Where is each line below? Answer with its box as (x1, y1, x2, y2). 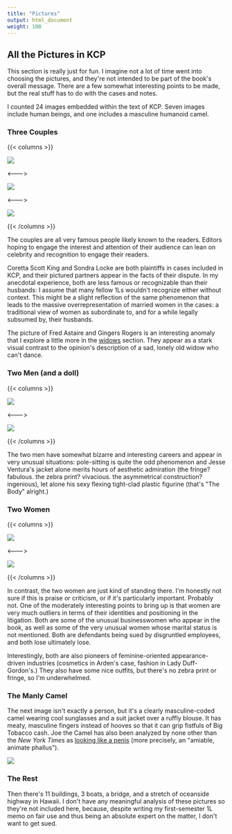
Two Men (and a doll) (7, 368, 80, 378)
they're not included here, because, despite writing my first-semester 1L (7, 804, 213, 813)
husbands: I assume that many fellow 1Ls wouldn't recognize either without (7, 286, 222, 295)
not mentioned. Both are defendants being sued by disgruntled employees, (7, 631, 221, 639)
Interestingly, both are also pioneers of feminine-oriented (7, 652, 170, 660)
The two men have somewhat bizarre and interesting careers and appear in (7, 450, 222, 458)
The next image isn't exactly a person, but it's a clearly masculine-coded (7, 706, 215, 715)
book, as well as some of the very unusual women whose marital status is (7, 623, 217, 632)
